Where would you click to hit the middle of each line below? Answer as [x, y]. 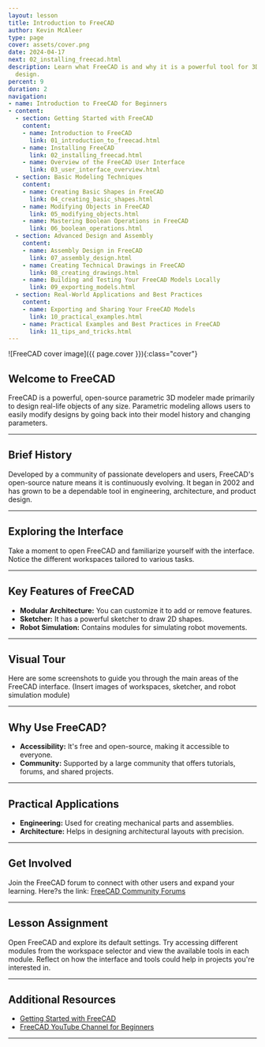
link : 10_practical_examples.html [86, 317]
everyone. [36, 755]
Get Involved [40, 863]
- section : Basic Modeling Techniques [79, 177]
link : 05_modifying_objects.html [84, 214]
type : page [26, 38]
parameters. [28, 423]
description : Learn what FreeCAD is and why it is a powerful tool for [128, 67]
